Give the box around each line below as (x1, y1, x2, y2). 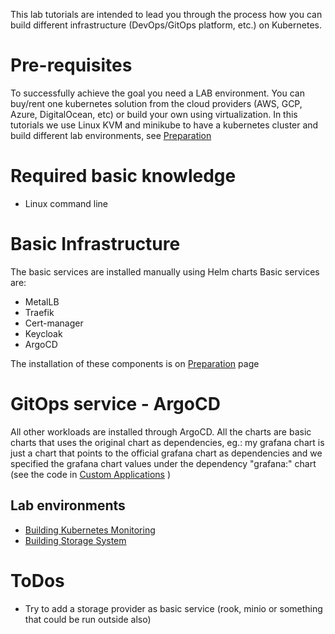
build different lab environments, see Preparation (10, 129, 212, 141)
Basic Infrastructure (10, 233, 181, 256)
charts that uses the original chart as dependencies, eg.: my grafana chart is (10, 436, 325, 448)
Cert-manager (24, 317, 84, 329)
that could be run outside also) (24, 613, 152, 625)
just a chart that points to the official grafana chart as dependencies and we (10, 447, 323, 459)
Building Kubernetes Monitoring (24, 524, 156, 536)
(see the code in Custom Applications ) (10, 468, 171, 480)
